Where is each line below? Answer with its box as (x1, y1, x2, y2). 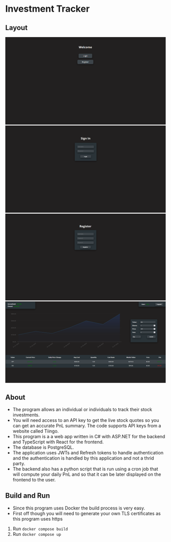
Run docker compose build (12, 525, 68, 532)
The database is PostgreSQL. (12, 444, 74, 450)
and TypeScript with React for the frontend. (12, 439, 104, 445)
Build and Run (5, 492, 50, 500)
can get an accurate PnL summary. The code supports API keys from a (12, 422, 161, 429)
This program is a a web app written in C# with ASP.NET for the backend (12, 433, 165, 439)
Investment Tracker (5, 3, 90, 15)
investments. (12, 412, 40, 418)
